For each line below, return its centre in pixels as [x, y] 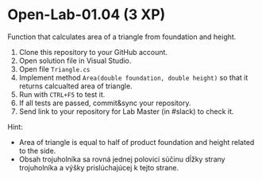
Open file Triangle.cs [54, 68]
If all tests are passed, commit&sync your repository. [105, 103]
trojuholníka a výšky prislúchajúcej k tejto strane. [99, 167]
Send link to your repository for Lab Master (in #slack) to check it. [126, 111]
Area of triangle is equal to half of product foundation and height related [137, 142]
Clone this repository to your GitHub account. [93, 52]
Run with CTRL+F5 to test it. [62, 94]
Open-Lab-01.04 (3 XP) [87, 15]
